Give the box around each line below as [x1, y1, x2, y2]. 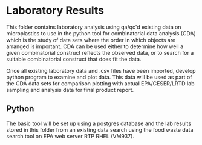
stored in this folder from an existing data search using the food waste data [6, 126, 194, 133]
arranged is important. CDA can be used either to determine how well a [6, 43, 184, 50]
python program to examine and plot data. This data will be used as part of [6, 73, 192, 81]
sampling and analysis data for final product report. [6, 86, 134, 93]
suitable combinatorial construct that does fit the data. [6, 55, 142, 63]
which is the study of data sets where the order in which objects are [6, 36, 176, 43]
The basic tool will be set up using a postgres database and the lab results [6, 120, 192, 127]
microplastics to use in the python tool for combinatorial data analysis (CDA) [6, 29, 197, 37]
